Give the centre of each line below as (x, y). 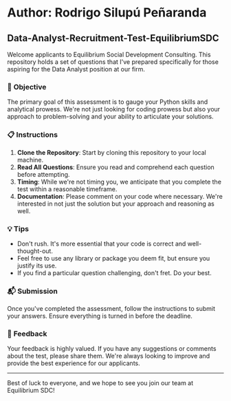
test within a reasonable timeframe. (67, 189)
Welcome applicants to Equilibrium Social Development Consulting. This (109, 54)
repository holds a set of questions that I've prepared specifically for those (113, 62)
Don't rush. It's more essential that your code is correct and (101, 243)
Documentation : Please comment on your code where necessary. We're (120, 196)
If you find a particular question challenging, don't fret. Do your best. (114, 272)
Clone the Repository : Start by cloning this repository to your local (111, 152)
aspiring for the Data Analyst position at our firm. (76, 69)
